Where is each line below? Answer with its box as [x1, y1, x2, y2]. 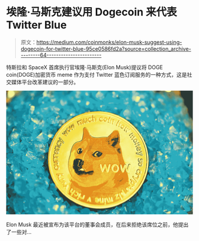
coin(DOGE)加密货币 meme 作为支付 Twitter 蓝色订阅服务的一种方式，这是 [6, 71, 188, 78]
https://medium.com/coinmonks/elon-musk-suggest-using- [36, 38, 182, 45]
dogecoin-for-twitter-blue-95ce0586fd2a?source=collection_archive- [20, 45, 191, 52]
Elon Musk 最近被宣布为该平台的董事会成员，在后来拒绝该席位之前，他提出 [6, 221, 189, 228]
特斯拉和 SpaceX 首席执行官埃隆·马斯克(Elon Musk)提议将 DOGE [6, 63, 163, 71]
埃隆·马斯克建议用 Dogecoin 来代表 [6, 5, 178, 19]
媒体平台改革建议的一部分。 [11, 78, 79, 86]
